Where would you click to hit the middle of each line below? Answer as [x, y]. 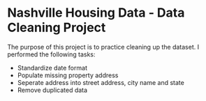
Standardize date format [52, 68]
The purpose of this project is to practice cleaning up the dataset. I [103, 47]
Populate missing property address [68, 75]
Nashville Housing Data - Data [96, 13]
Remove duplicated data [52, 90]
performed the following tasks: [51, 54]
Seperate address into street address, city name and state [101, 82]
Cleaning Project [57, 28]
